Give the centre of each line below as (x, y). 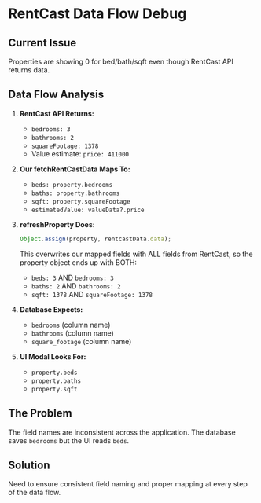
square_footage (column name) (81, 341)
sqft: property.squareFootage (81, 201)
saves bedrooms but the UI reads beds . (69, 440)
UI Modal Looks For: (53, 356)
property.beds (54, 373)
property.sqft (54, 389)
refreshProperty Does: (57, 224)
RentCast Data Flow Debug (97, 14)
